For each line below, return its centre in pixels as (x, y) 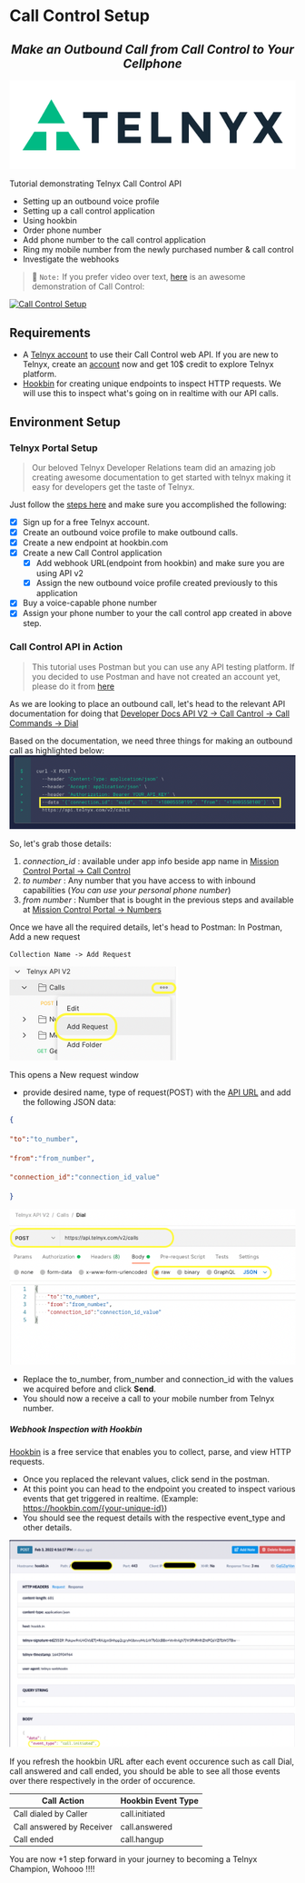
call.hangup (142, 1839)
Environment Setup (65, 422)
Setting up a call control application (89, 211)
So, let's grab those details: (60, 844)
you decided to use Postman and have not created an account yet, (156, 676)
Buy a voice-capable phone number (89, 603)
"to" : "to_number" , (44, 1139)
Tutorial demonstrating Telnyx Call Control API (96, 184)
